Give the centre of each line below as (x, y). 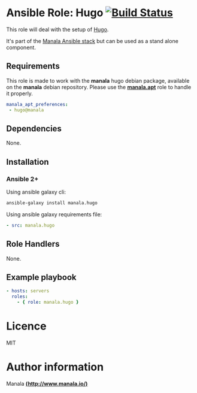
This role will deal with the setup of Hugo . (57, 29)
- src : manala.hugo (31, 225)
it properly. (19, 93)
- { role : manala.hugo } (48, 303)
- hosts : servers (28, 291)
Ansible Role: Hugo (55, 13)
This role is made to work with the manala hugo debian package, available (98, 80)
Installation (28, 162)
